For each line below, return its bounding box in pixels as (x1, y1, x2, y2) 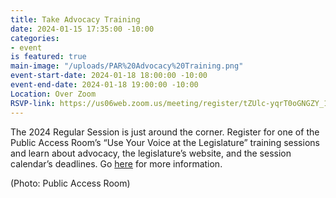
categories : (10, 33, 60, 43)
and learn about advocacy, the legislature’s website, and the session (10, 147, 292, 159)
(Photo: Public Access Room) (10, 177, 131, 189)
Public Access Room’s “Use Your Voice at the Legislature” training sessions (10, 136, 320, 148)
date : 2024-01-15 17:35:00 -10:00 (10, 24, 155, 34)
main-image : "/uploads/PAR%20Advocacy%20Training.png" (10, 61, 244, 71)
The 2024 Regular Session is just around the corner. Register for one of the (10, 126, 320, 138)
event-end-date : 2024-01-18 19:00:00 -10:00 (10, 80, 199, 90)
